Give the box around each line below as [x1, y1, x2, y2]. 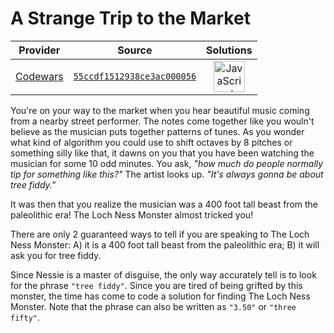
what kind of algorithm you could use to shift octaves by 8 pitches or [10, 136, 293, 148]
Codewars [15, 69, 64, 83]
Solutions [206, 43, 253, 57]
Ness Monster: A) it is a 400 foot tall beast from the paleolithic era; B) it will [10, 238, 320, 251]
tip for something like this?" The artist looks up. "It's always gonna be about [10, 168, 324, 180]
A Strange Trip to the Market [10, 7, 251, 30]
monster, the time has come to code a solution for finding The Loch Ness [10, 290, 311, 302]
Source [117, 43, 153, 57]
